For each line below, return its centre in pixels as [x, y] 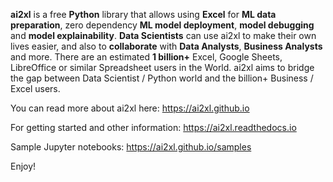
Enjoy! [23, 166]
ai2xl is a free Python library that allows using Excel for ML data [143, 14]
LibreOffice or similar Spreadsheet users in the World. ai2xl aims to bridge [162, 67]
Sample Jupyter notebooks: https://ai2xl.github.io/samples [131, 147]
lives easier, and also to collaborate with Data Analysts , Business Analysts [166, 46]
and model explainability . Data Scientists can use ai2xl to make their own [163, 35]
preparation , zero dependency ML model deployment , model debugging [162, 25]
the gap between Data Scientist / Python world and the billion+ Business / [162, 78]
